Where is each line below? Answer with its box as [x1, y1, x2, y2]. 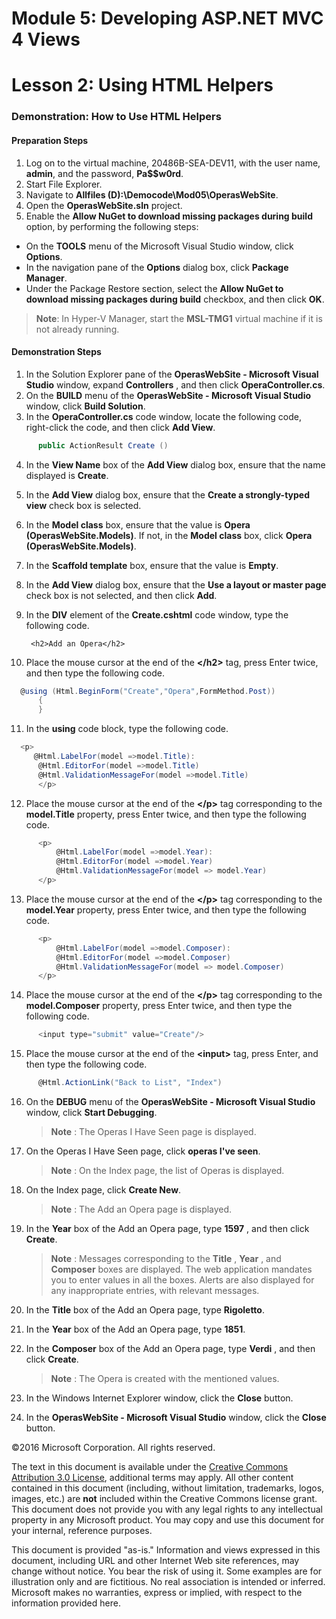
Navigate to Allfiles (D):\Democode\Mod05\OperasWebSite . [25, 188, 279, 201]
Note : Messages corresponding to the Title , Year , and [50, 1253, 282, 1265]
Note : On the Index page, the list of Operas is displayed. [50, 1165, 285, 1177]
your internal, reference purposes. [11, 1525, 153, 1537]
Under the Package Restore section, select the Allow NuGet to [25, 282, 284, 294]
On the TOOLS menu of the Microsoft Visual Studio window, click [25, 240, 294, 252]
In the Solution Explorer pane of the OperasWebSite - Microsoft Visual [25, 368, 319, 380]
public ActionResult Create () [37, 440, 169, 451]
